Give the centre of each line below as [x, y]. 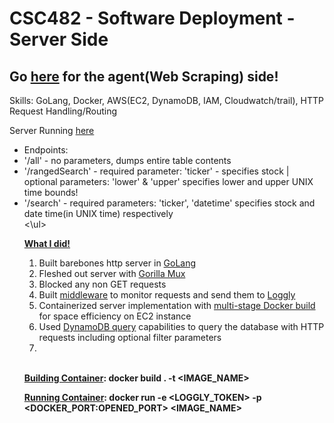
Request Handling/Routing [63, 111]
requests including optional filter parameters [130, 337]
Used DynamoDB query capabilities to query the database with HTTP [181, 326]
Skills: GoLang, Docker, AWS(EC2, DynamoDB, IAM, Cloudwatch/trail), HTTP [166, 100]
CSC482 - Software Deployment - [152, 18]
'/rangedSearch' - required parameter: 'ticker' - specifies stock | [156, 171]
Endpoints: [46, 150]
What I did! [47, 243]
